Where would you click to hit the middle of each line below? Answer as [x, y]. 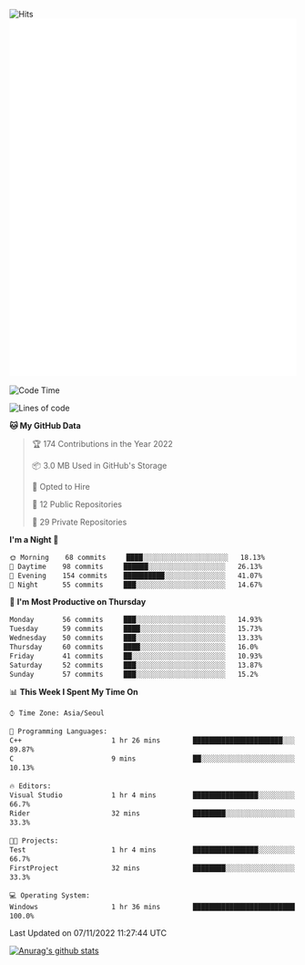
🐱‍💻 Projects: [34, 841]
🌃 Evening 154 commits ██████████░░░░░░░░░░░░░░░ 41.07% [136, 576]
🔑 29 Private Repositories [79, 522]
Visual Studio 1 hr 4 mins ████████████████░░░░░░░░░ [152, 795]
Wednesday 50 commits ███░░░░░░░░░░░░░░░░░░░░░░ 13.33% [136, 638]
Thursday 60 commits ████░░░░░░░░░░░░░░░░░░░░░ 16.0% [134, 648]
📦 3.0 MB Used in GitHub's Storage [99, 466]
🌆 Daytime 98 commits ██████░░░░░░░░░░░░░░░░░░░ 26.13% [136, 567]
